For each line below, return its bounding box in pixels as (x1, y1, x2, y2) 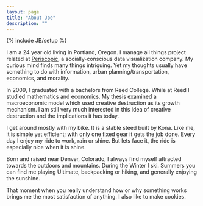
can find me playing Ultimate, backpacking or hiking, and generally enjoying (6, 168, 197, 176)
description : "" (6, 20, 48, 26)
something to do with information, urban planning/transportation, (6, 68, 169, 76)
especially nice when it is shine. (6, 144, 87, 151)
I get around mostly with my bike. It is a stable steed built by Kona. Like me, (6, 124, 195, 132)
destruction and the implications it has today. (6, 112, 119, 119)
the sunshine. (6, 175, 41, 182)
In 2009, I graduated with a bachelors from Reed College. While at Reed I (6, 87, 190, 94)
